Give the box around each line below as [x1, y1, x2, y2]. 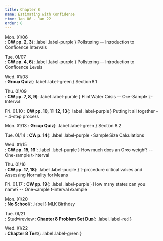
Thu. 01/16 [5, 161, 26, 167]
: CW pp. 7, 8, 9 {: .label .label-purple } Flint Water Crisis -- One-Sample [5, 94, 147, 100]
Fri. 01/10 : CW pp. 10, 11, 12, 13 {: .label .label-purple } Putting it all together [5, 108, 155, 114]
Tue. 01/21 [5, 211, 26, 217]
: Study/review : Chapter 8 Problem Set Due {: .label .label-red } [5, 216, 132, 222]
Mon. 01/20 [5, 196, 28, 202]
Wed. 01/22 [5, 225, 28, 231]
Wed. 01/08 [5, 74, 28, 80]
